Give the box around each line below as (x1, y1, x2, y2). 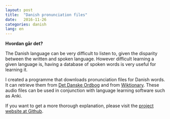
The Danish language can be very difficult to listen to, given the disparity (5, 51, 158, 57)
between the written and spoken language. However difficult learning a (5, 56, 154, 62)
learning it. (5, 67, 28, 73)
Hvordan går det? (5, 40, 43, 46)
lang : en (5, 27, 24, 32)
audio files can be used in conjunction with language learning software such (5, 87, 165, 93)
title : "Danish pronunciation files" (5, 12, 88, 17)
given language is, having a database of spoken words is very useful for (5, 61, 156, 67)
